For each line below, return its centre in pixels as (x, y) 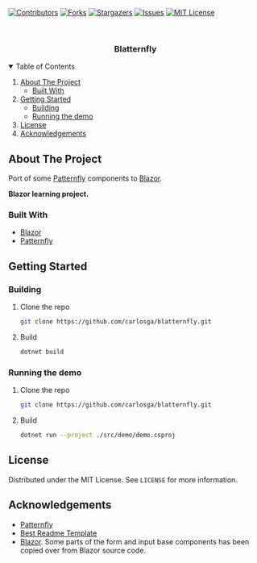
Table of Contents (45, 67)
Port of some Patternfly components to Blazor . (85, 178)
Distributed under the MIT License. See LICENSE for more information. (123, 479)
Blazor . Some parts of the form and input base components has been (135, 541)
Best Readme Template (58, 533)
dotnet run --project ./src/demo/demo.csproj (97, 436)
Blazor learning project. (49, 194)
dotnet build (42, 352)
